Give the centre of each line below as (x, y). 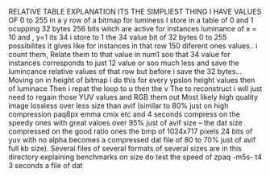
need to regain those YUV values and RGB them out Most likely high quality (133, 97)
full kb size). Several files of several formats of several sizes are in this (125, 148)
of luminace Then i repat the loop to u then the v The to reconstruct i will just (135, 88)
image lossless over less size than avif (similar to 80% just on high (118, 105)
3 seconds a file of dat (46, 165)
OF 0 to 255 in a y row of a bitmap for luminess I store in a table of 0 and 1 (131, 20)
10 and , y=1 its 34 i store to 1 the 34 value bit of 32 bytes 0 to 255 (118, 37)
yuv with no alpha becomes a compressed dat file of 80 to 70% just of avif (132, 140)
